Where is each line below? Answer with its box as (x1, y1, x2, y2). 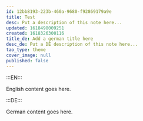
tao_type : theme (6, 47, 46, 53)
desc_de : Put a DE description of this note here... (6, 42, 138, 48)
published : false (6, 58, 49, 63)
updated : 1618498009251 (6, 25, 65, 31)
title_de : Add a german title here (6, 36, 94, 42)
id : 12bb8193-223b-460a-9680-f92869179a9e (6, 8, 112, 15)
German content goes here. (6, 108, 73, 115)
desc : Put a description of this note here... (6, 19, 122, 25)
